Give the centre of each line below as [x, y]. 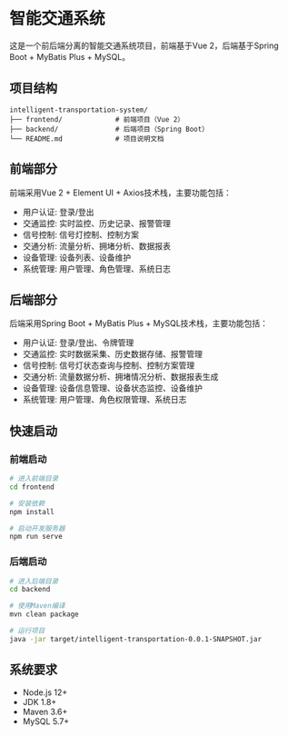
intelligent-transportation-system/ [79, 110]
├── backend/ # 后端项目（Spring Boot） [109, 129]
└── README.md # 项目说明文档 [87, 139]
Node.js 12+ [45, 692]
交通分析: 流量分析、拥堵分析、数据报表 [96, 245]
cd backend [30, 590]
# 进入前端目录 [34, 479]
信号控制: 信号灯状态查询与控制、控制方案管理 [109, 365]
